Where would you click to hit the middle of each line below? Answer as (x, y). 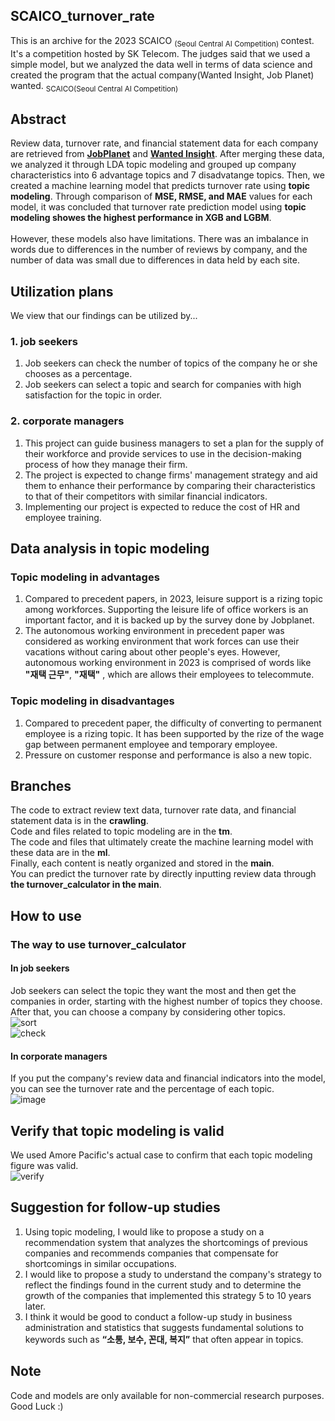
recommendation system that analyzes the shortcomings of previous (166, 1242)
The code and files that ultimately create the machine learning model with (162, 842)
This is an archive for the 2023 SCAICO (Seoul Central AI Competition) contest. (162, 41)
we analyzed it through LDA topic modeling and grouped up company (153, 165)
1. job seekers (44, 341)
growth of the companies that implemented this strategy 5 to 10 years (168, 1295)
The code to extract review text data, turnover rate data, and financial (153, 810)
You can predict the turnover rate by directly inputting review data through (163, 874)
